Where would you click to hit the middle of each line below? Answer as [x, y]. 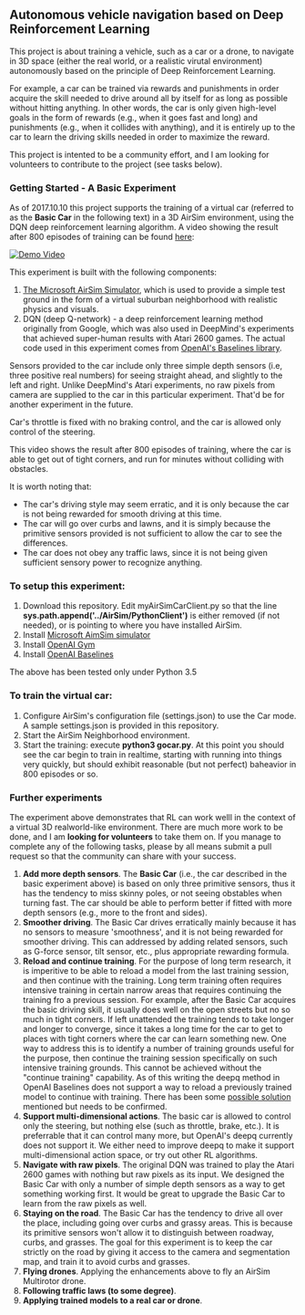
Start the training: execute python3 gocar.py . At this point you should [153, 745]
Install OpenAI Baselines [68, 654]
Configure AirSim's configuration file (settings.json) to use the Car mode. [159, 715]
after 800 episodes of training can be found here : [102, 237]
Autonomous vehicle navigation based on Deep [147, 15]
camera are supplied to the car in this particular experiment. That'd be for [147, 395]
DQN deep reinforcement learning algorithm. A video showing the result [144, 227]
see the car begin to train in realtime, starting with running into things [152, 754]
